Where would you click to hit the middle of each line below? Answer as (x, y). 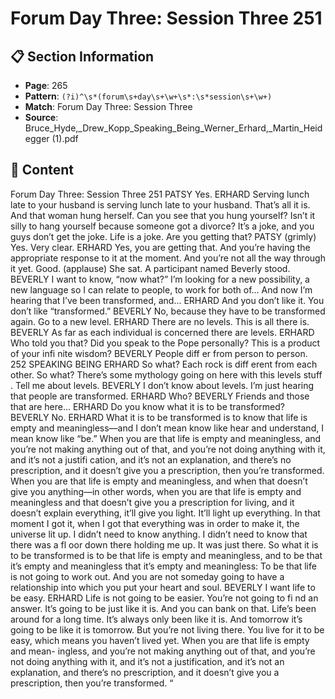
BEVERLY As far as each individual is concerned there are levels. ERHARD (162, 332)
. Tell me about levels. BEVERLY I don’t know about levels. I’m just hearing (162, 385)
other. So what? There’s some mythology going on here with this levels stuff (166, 374)
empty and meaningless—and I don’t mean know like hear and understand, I (167, 428)
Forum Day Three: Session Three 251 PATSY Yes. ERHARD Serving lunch (160, 194)
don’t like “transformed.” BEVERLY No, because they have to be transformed (168, 311)
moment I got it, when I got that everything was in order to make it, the (155, 523)
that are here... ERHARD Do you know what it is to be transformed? (147, 406)
